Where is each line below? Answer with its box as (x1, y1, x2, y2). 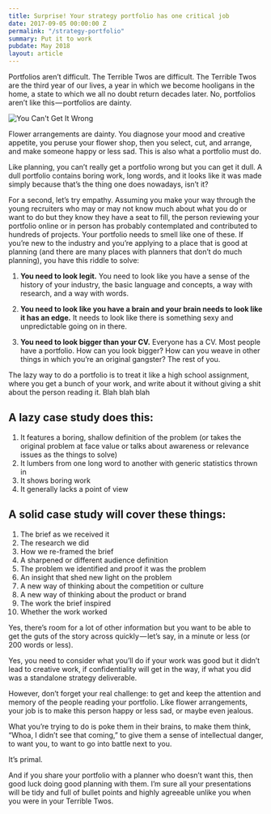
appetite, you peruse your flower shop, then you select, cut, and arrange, (8, 138, 252, 147)
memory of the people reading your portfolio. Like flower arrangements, (8, 697, 248, 707)
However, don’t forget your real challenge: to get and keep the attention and (8, 688, 261, 698)
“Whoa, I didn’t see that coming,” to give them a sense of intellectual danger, (8, 730, 264, 739)
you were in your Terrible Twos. (8, 796, 114, 806)
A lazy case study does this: (8, 411, 154, 424)
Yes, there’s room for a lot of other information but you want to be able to (8, 622, 252, 632)
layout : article (8, 50, 63, 58)
